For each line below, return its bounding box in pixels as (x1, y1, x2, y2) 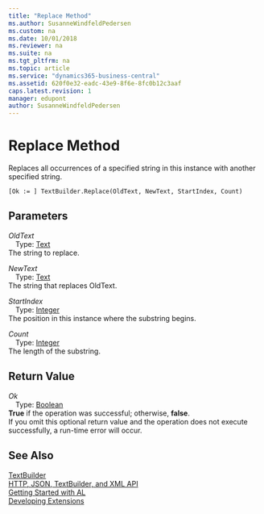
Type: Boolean (15, 399, 64, 409)
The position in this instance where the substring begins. (8, 313, 197, 323)
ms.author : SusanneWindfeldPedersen (8, 19, 131, 27)
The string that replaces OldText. (8, 280, 118, 290)
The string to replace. (8, 248, 80, 257)
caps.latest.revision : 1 (8, 86, 92, 95)
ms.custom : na (8, 27, 56, 35)
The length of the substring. (8, 346, 101, 356)
